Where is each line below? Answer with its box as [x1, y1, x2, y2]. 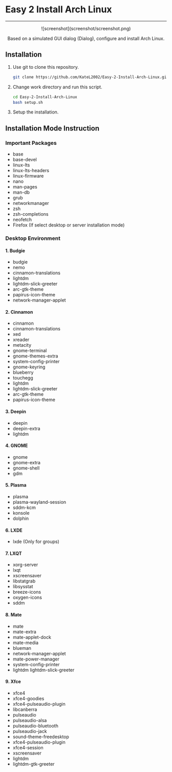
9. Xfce [5, 679, 21, 685]
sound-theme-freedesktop [12, 733, 69, 740]
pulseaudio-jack [12, 728, 47, 734]
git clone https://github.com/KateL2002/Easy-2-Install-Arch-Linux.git [12, 74, 169, 80]
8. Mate [5, 612, 22, 617]
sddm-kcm [12, 504, 36, 511]
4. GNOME [5, 443, 28, 449]
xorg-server [12, 561, 38, 568]
